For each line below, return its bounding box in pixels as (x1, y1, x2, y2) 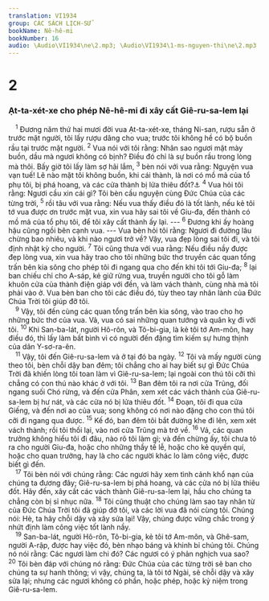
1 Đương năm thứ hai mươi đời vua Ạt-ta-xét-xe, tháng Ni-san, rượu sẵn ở (15, 123, 255, 134)
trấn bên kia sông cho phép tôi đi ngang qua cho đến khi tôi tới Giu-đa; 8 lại (8, 261, 257, 272)
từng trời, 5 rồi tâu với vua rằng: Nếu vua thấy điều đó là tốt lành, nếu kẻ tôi (8, 197, 255, 208)
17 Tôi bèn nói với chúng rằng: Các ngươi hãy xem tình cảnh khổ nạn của (15, 468, 255, 480)
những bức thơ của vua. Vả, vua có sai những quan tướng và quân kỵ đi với (8, 315, 256, 324)
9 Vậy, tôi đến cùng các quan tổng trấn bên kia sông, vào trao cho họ (15, 305, 243, 316)
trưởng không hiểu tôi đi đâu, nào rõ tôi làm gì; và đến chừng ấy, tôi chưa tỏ (8, 434, 257, 443)
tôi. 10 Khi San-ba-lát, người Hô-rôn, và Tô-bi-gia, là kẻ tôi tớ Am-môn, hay (8, 323, 255, 335)
